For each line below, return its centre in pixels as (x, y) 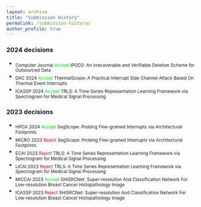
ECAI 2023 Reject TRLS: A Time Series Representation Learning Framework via (97, 153)
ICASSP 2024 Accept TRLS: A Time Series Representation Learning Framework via (101, 91)
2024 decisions (30, 50)
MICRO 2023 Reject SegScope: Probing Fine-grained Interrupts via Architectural (99, 140)
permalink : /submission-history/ (49, 23)
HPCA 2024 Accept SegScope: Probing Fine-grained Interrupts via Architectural (98, 127)
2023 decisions (30, 111)
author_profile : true (34, 29)
